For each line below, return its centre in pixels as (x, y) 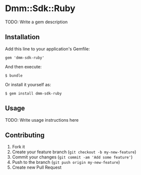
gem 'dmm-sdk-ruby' (25, 58)
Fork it (18, 147)
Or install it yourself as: (28, 84)
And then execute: (23, 66)
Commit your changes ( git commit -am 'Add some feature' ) (72, 157)
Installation (22, 37)
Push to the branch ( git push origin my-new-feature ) (66, 162)
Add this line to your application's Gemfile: (47, 48)
